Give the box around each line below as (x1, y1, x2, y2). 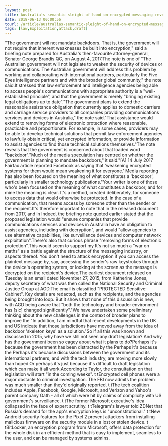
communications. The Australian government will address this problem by (5, 66, 157, 73)
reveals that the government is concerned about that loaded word (5, 147, 141, 153)
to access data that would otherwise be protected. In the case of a (5, 195, 142, 201)
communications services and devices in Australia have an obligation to (5, 222, 152, 228)
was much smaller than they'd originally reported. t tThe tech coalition (5, 382, 149, 388)
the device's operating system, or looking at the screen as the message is (5, 264, 157, 271)
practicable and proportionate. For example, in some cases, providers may (5, 125, 158, 131)
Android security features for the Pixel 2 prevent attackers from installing (5, 414, 155, 420)
